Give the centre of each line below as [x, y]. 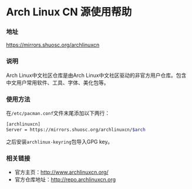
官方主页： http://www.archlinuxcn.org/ [61, 172]
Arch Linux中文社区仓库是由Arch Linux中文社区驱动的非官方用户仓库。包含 [96, 75]
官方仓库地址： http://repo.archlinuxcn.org [65, 180]
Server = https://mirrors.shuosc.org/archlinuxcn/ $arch [76, 130]
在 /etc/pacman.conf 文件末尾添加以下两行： [58, 113]
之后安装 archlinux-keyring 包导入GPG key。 [60, 141]
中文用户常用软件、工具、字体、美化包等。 [58, 82]
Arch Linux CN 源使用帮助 [69, 12]
